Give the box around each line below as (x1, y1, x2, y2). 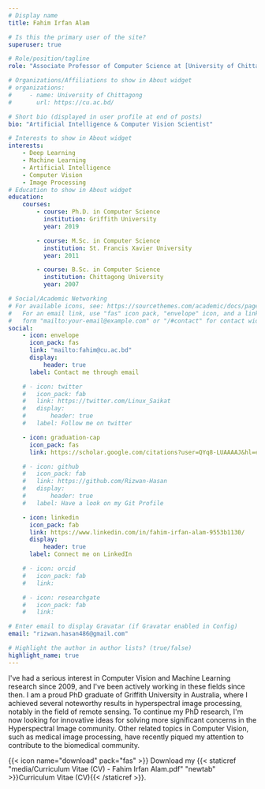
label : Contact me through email (28, 368, 140, 376)
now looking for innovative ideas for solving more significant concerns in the (8, 715, 257, 724)
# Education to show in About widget (8, 186, 132, 194)
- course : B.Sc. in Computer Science (36, 266, 160, 274)
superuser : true (8, 40, 62, 48)
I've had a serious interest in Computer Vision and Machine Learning (8, 673, 231, 682)
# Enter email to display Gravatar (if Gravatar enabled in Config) (8, 622, 238, 631)
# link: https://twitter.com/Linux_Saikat (22, 397, 171, 406)
